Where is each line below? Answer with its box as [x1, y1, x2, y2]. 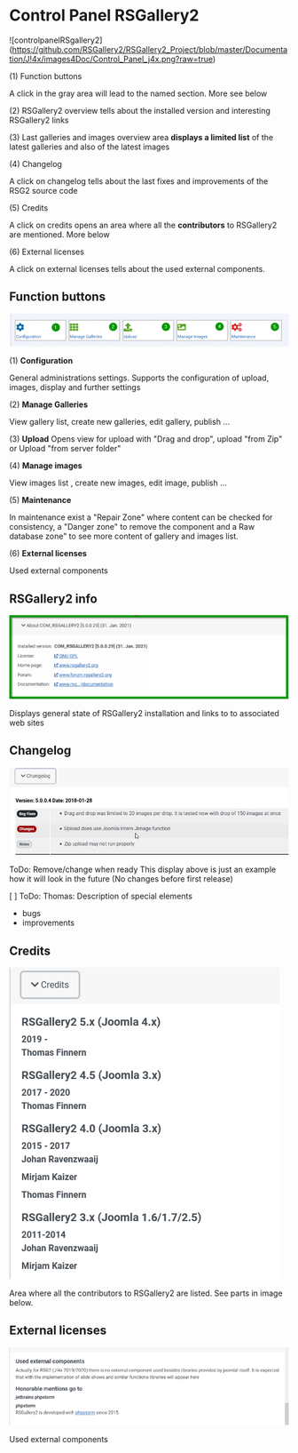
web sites [9, 717, 44, 728]
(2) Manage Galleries [9, 399, 89, 410]
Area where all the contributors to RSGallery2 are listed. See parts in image [9, 1288, 283, 1298]
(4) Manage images [9, 460, 82, 471]
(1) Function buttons [9, 70, 82, 81]
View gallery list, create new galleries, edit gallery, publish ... [9, 417, 231, 427]
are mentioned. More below [9, 228, 110, 240]
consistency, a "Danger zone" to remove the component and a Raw [9, 522, 255, 532]
